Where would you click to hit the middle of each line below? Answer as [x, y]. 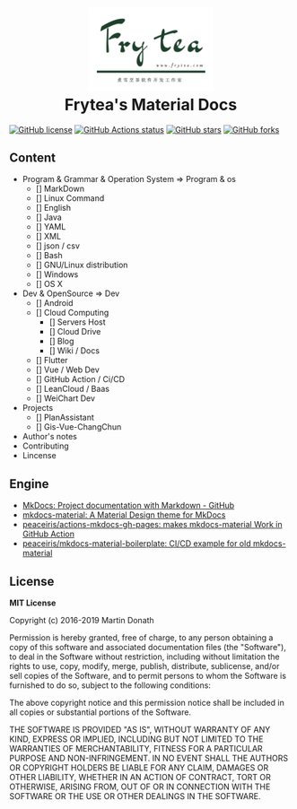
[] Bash [49, 256]
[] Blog [61, 341]
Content [33, 157]
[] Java [49, 217]
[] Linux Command [70, 198]
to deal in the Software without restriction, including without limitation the [144, 657]
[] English [53, 208]
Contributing [45, 446]
